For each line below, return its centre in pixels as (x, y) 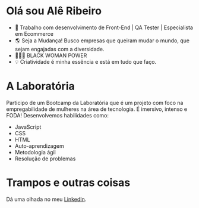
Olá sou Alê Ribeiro (54, 11)
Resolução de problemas (45, 159)
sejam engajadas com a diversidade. (60, 49)
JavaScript (28, 127)
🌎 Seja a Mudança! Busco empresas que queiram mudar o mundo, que (102, 41)
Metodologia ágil (35, 152)
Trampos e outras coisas (68, 183)
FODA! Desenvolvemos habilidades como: (57, 115)
